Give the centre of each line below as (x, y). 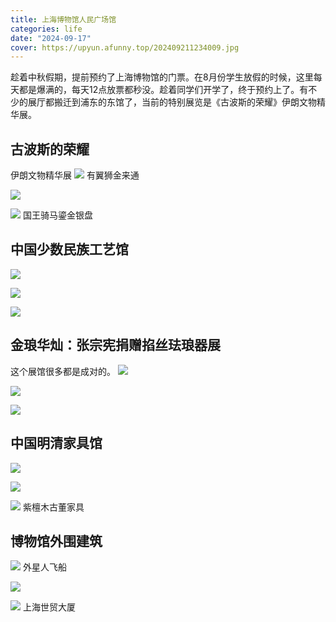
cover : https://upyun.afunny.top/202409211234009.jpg (125, 47)
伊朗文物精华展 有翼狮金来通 (75, 175)
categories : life (46, 29)
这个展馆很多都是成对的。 (63, 371)
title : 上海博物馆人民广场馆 (63, 19)
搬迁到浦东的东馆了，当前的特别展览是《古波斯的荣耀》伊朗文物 (185, 102)
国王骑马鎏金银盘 (57, 215)
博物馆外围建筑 (56, 541)
